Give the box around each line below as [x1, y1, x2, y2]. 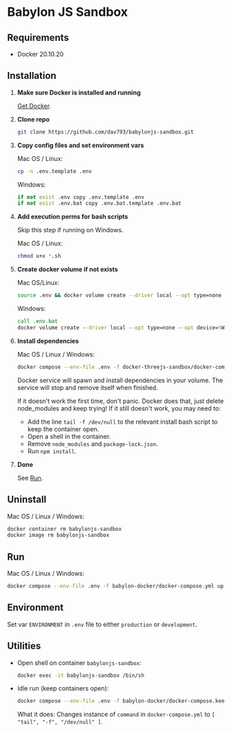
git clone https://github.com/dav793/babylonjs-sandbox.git [17, 129, 194, 135]
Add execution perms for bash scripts [17, 212, 128, 221]
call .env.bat [17, 318, 58, 325]
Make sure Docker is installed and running [17, 88, 141, 97]
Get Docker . [17, 102, 52, 110]
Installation [7, 70, 57, 82]
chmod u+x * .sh [17, 253, 61, 260]
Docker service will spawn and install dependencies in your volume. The [17, 376, 223, 384]
